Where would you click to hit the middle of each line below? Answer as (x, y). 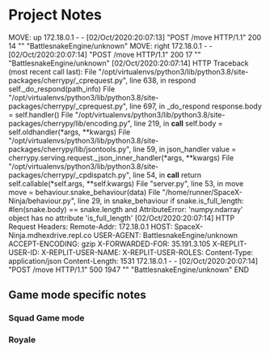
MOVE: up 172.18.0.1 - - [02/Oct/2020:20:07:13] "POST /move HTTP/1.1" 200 (135, 37)
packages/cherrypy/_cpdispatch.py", (70, 175)
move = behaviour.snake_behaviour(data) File (84, 192)
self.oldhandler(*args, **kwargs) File (70, 132)
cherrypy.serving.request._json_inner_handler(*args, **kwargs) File (121, 157)
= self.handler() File (41, 114)
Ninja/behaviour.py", (42, 201)
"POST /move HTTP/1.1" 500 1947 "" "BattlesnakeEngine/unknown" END (129, 270)
